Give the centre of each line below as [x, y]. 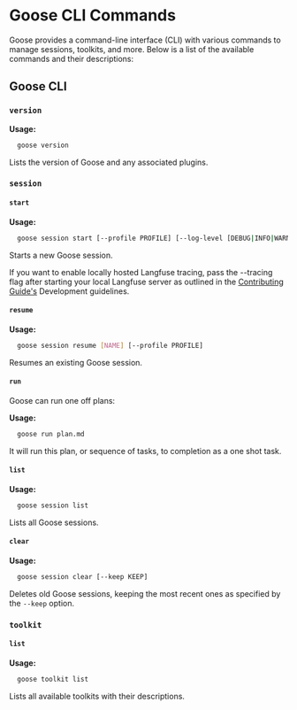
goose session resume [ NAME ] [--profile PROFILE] [110, 345]
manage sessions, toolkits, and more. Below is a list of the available [132, 49]
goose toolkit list [53, 679]
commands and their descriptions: [72, 58]
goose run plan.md [51, 434]
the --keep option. [42, 603]
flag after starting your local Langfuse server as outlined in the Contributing [147, 282]
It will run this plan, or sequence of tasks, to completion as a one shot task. [145, 451]
